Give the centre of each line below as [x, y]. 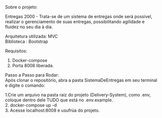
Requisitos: [16, 51]
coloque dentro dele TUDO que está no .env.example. [59, 100]
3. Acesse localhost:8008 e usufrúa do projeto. [52, 110]
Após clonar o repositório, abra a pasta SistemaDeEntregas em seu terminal [81, 80]
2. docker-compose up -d [31, 105]
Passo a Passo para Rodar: [32, 75]
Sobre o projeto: [21, 7]
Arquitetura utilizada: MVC [31, 36]
